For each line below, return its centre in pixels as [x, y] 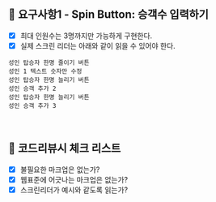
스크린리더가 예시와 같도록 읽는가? [74, 190]
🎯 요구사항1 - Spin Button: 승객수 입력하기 [108, 15]
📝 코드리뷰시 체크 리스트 [65, 148]
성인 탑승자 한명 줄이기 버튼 [49, 62]
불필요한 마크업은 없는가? [60, 170]
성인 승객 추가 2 [32, 88]
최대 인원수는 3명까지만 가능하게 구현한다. [86, 36]
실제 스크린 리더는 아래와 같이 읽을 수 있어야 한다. [97, 45]
